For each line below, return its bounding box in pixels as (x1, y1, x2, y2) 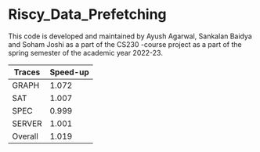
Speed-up (49, 67, 89, 78)
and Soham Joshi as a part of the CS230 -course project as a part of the (8, 39, 242, 49)
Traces (13, 67, 41, 78)
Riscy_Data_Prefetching (8, 5, 167, 24)
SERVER (12, 118, 42, 128)
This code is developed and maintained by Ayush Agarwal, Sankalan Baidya (8, 31, 252, 41)
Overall (12, 131, 38, 142)
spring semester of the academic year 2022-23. (8, 48, 163, 57)
